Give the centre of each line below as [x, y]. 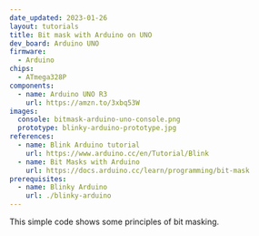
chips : [22, 69]
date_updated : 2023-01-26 [58, 18]
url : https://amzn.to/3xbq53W [83, 103]
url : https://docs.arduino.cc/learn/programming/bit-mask [138, 170]
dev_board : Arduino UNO [55, 43]
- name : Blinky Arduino [62, 188]
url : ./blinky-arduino [69, 196]
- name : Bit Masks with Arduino [79, 162]
